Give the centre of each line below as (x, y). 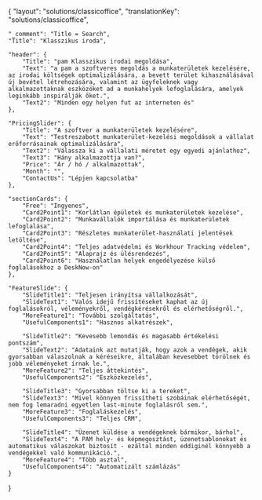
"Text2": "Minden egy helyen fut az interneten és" (108, 103)
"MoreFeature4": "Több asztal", (75, 460)
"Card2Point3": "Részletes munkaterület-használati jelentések (128, 233)
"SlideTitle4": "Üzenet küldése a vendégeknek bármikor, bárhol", (133, 432)
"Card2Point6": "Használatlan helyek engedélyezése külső (119, 261)
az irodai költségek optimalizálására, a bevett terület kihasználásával (131, 75)
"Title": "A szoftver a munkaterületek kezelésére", (110, 130)
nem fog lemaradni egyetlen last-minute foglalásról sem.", (109, 405)
